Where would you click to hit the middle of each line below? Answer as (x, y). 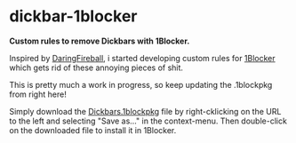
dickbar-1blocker (73, 16)
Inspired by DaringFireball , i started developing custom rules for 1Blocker (142, 58)
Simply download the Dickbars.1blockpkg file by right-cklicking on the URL (145, 111)
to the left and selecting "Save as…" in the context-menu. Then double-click (148, 121)
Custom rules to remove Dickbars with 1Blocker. (100, 41)
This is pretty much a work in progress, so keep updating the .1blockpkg (141, 84)
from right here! (38, 94)
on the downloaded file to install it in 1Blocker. (93, 130)
